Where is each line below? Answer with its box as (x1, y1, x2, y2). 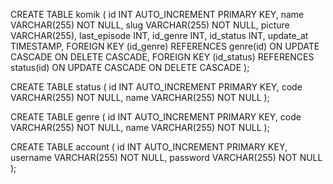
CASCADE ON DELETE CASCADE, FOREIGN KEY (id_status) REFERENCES (10, 51, 315, 63)
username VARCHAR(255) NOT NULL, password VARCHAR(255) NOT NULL (10, 152, 323, 163)
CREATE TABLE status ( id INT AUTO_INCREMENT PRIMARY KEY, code (10, 81, 303, 93)
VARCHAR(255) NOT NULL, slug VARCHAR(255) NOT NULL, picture (10, 19, 290, 31)
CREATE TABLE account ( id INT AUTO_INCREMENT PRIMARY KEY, (10, 141, 288, 153)
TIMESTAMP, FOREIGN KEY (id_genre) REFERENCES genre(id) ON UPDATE (10, 40, 320, 52)
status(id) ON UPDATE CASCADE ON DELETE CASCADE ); (10, 62, 250, 73)
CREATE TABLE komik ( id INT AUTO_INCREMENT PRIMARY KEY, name (10, 9, 305, 20)
